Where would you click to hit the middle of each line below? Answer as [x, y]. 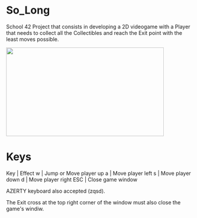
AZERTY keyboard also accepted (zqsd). [56, 191]
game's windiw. [25, 209]
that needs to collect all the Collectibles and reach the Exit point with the [94, 32]
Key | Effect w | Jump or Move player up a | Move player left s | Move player [98, 173]
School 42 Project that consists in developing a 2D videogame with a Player [98, 27]
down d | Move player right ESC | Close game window [72, 179]
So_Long [28, 10]
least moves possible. [33, 39]
